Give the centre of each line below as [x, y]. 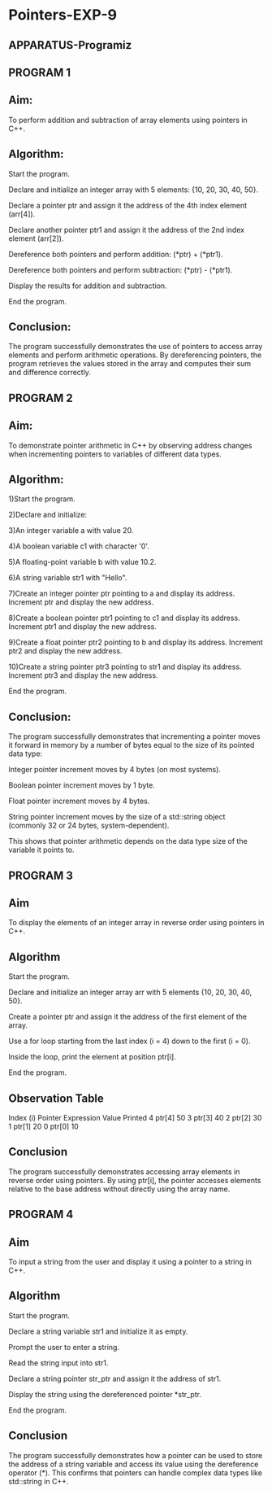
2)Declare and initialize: [48, 515]
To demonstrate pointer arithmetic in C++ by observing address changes [130, 445]
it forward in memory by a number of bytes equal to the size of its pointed [132, 745]
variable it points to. [41, 850]
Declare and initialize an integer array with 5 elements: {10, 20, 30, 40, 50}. [133, 190]
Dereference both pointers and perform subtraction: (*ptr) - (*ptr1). [121, 269]
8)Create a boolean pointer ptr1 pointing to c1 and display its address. [125, 618]
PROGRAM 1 [40, 72]
